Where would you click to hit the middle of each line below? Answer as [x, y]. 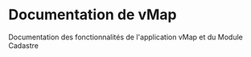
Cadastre [23, 45]
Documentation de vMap [93, 15]
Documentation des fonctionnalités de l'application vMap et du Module [126, 37]
